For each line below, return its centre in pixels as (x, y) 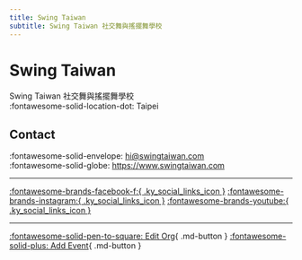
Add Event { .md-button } (96, 246)
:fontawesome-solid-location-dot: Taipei (84, 106)
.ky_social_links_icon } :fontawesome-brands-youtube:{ (186, 201)
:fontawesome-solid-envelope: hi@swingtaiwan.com (107, 156)
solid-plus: (29, 246)
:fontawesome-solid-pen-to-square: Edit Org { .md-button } (119, 236)
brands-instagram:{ (45, 201)
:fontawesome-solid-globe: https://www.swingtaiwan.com (117, 166)
